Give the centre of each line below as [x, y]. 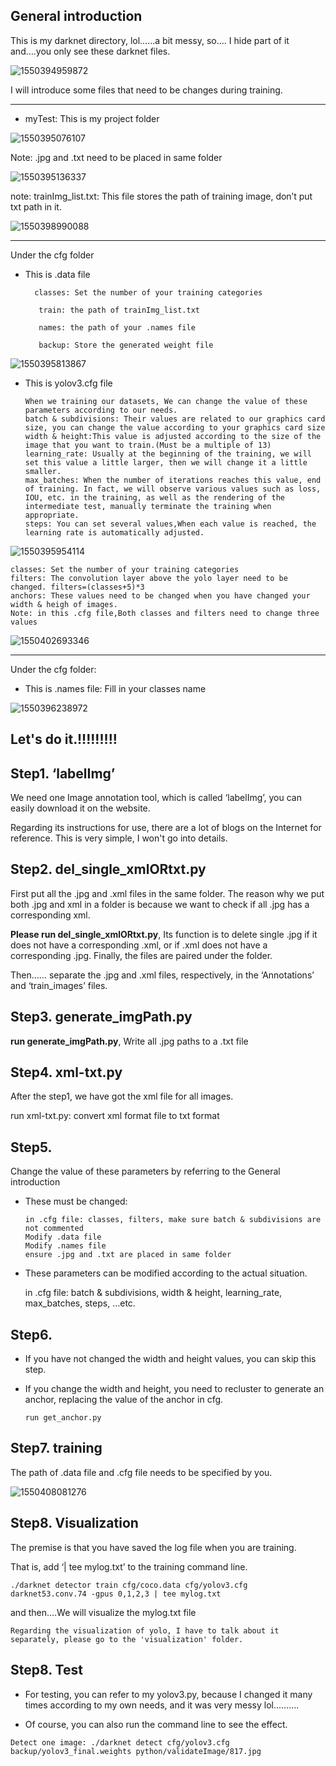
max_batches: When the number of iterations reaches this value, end [173, 480]
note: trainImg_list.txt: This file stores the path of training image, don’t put [161, 196]
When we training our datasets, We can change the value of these [166, 401]
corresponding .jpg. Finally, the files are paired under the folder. [141, 955]
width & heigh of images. [64, 604]
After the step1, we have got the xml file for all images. [122, 1096]
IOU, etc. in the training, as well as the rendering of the [155, 497]
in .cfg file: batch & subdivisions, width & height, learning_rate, [153, 1293]
